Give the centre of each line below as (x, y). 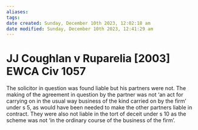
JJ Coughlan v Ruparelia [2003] (88, 59)
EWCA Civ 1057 (46, 72)
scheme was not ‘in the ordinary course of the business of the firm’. (91, 120)
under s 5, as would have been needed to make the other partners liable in (99, 108)
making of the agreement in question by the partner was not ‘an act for (95, 95)
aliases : (17, 12)
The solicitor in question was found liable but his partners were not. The (96, 88)
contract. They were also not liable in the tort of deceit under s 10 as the (96, 114)
